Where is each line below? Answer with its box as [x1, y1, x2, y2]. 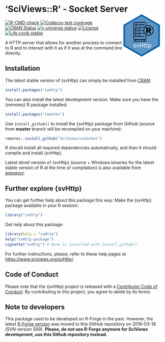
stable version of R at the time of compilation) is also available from [5, 165, 141, 171]
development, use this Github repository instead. [5, 332, 108, 338]
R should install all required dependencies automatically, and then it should [5, 145, 157, 151]
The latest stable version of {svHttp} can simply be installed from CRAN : [5, 77, 151, 83]
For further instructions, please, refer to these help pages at [5, 251, 126, 256]
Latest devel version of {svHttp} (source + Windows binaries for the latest [5, 160, 155, 166]
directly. [5, 50, 22, 56]
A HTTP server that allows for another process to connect [5, 39, 122, 45]
